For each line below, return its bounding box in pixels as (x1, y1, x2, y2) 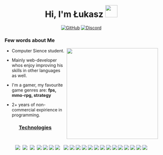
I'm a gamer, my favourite (11, 82, 63, 88)
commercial (11, 107, 36, 113)
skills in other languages (11, 68, 60, 74)
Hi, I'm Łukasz (45, 9, 104, 20)
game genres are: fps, (11, 87, 56, 93)
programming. (11, 112, 40, 118)
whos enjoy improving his (11, 62, 63, 68)
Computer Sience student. (11, 48, 65, 54)
